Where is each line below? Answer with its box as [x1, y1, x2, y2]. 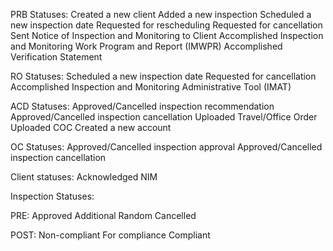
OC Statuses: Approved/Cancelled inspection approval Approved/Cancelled [10, 141, 323, 153]
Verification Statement [10, 51, 103, 63]
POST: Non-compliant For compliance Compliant [10, 229, 211, 241]
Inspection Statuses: [10, 190, 95, 202]
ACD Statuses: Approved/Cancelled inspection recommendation [10, 100, 275, 112]
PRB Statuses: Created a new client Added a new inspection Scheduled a [10, 9, 312, 20]
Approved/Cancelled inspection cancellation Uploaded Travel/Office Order [10, 111, 318, 123]
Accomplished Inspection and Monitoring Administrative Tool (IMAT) [10, 81, 292, 93]
